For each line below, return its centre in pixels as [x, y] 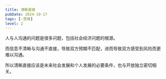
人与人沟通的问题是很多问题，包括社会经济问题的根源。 [61, 38]
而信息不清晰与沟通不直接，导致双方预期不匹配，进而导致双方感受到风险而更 [83, 49]
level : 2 [14, 23]
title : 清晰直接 [20, 10]
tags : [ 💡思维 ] [19, 19]
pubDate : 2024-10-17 [26, 14]
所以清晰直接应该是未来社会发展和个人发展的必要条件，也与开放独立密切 [79, 65]
